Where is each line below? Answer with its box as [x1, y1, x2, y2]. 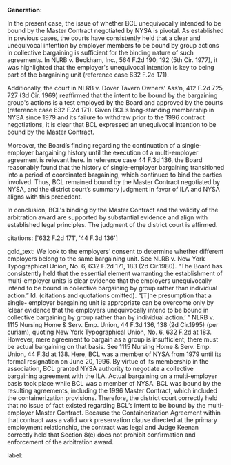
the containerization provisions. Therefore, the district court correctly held [7, 394, 218, 402]
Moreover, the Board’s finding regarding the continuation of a [7, 141, 181, 149]
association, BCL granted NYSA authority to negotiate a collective [7, 365, 194, 373]
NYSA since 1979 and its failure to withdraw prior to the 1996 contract [7, 113, 205, 121]
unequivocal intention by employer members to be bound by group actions [7, 41, 219, 49]
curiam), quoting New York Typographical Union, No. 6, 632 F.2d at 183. [7, 328, 212, 336]
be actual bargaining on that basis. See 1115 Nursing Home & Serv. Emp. [7, 343, 212, 350]
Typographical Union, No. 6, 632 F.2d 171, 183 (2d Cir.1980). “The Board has [7, 262, 223, 270]
